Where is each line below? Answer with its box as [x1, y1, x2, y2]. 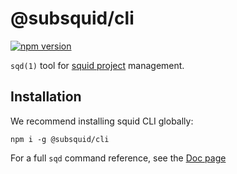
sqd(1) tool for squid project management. [10, 59, 185, 71]
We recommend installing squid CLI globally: [10, 115, 194, 127]
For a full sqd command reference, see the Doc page [10, 152, 227, 164]
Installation [10, 88, 82, 106]
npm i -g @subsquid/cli [10, 134, 110, 144]
